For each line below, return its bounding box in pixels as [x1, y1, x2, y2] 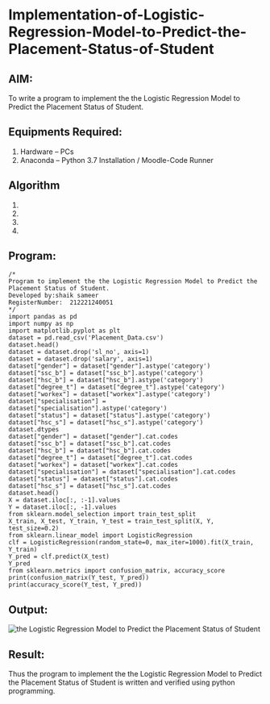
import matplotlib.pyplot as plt [8, 327, 121, 335]
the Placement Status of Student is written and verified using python [8, 677, 235, 687]
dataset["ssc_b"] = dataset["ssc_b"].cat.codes [8, 439, 172, 448]
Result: [8, 648, 45, 661]
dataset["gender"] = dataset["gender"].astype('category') [8, 362, 211, 370]
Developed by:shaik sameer [8, 292, 99, 300]
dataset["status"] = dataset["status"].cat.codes [8, 475, 179, 483]
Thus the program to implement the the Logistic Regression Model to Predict [8, 669, 263, 679]
